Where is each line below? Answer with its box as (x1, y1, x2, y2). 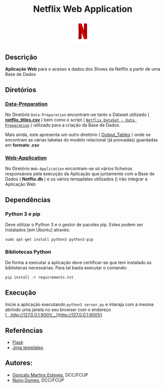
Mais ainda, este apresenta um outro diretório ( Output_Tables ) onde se (5, 132, 151, 138)
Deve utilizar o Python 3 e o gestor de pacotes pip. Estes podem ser (5, 222, 144, 228)
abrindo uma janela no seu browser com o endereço (5, 307, 111, 313)
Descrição (5, 53, 37, 61)
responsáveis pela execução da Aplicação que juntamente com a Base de (5, 171, 155, 177)
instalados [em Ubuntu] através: (5, 227, 70, 233)
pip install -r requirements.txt (5, 275, 74, 280)
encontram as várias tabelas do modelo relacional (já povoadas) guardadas (5, 137, 158, 143)
